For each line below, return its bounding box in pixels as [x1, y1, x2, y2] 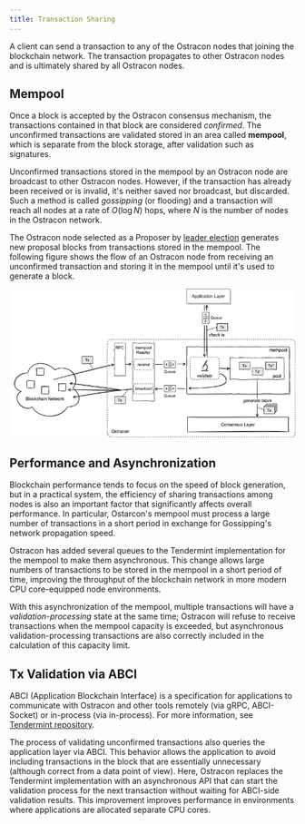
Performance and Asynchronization [9, 455, 216, 471]
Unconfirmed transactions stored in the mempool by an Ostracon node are [9, 166, 289, 177]
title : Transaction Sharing [9, 15, 116, 24]
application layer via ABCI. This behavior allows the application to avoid [9, 746, 277, 757]
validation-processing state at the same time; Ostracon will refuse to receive [9, 611, 296, 622]
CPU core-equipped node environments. [9, 584, 162, 594]
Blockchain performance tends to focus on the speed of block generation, [9, 479, 286, 490]
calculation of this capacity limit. [9, 640, 131, 651]
